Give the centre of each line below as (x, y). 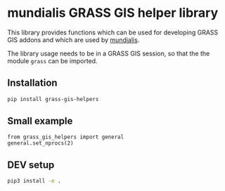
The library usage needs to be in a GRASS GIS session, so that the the (109, 53)
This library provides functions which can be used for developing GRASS (113, 32)
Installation (32, 83)
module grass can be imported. (52, 60)
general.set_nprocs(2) (40, 143)
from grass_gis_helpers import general (66, 137)
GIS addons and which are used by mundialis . (73, 39)
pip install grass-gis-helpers (53, 99)
